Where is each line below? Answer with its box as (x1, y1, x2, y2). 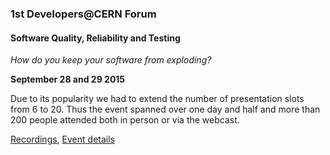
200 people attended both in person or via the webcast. (10, 114, 240, 126)
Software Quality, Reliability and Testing (10, 32, 181, 44)
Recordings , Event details (10, 133, 115, 146)
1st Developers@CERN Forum (10, 7, 157, 21)
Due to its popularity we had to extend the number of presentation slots (10, 93, 305, 105)
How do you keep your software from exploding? (10, 54, 212, 66)
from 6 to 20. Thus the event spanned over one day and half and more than (10, 103, 321, 116)
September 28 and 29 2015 (10, 73, 126, 86)
